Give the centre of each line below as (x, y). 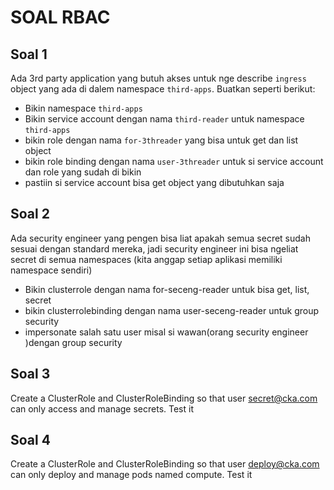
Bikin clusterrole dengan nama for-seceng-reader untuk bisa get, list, (167, 289)
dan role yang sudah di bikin (83, 172)
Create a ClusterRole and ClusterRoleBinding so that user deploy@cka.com (165, 464)
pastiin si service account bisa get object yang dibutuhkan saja (154, 182)
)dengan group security (73, 342)
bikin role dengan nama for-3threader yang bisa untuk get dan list (161, 140)
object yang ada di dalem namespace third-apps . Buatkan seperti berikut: (163, 89)
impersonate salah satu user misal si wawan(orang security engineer (166, 332)
